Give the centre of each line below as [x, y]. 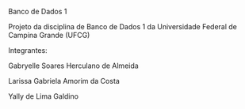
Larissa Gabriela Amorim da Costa [64, 81]
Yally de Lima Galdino [44, 96]
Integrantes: [28, 50]
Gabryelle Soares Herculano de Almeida [73, 66]
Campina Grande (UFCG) [49, 35]
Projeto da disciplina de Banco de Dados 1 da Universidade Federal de [123, 26]
